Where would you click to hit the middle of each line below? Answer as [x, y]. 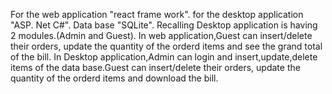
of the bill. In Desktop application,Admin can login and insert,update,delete [164, 57]
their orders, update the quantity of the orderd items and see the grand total [166, 46]
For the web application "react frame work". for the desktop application [157, 14]
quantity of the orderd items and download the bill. [114, 78]
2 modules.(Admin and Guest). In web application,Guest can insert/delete [161, 35]
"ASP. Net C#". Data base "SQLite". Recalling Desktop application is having [164, 25]
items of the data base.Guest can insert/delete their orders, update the [155, 67]
